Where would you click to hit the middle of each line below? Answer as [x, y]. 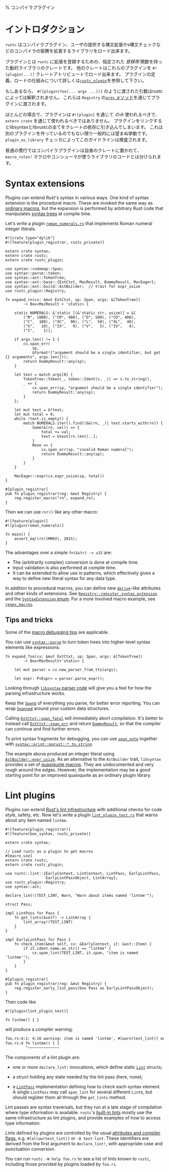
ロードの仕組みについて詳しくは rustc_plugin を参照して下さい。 [80, 80]
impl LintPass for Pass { [32, 913]
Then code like [21, 1002]
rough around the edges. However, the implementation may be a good [78, 769]
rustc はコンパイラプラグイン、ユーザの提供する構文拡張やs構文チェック [81, 44]
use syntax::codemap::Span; [35, 269]
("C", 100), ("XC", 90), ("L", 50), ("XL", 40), [80, 321]
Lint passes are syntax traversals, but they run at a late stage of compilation [84, 1107]
